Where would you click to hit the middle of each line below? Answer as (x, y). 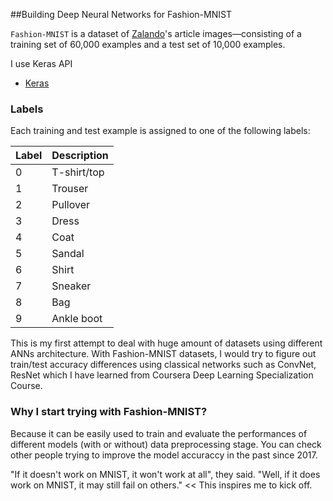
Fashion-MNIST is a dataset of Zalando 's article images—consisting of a (156, 33)
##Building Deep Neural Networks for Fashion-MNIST (121, 14)
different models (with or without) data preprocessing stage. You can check (166, 444)
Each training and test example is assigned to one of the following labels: (160, 131)
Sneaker (71, 286)
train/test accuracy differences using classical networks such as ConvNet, (163, 365)
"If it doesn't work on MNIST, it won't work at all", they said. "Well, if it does (165, 474)
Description (80, 156)
